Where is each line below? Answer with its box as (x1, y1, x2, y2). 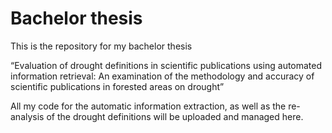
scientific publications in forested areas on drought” (10, 80, 225, 92)
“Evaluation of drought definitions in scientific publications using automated (10, 59, 323, 71)
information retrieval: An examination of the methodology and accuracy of (10, 70, 315, 82)
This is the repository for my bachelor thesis (10, 40, 193, 52)
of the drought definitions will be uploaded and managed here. (46, 110, 304, 122)
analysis (10, 110, 45, 122)
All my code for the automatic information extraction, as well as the (10, 100, 287, 112)
